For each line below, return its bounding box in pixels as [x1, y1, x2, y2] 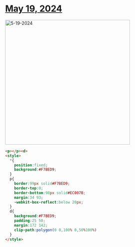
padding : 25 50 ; [14, 218, 46, 224]
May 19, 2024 [5, 3, 62, 14]
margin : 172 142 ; [14, 223, 48, 228]
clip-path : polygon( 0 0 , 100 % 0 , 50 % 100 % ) [14, 228, 97, 233]
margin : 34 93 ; [14, 195, 43, 200]
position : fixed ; [14, 163, 48, 168]
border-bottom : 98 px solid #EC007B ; [14, 190, 86, 195]
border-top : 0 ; [14, 186, 43, 191]
